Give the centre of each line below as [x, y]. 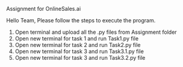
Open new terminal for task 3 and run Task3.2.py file [80, 58]
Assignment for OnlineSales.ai [44, 9]
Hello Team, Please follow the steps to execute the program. [81, 20]
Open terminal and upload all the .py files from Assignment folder [96, 32]
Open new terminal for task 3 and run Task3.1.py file [79, 51]
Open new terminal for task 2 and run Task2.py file [78, 45]
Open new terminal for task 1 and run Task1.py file [77, 38]
